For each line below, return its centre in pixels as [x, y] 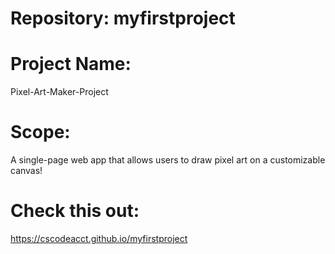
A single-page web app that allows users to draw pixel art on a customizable [168, 160]
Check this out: [75, 211]
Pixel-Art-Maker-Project [59, 92]
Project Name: [71, 64]
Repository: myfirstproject [123, 18]
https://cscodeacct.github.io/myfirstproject [99, 238]
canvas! [26, 171]
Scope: [40, 132]
